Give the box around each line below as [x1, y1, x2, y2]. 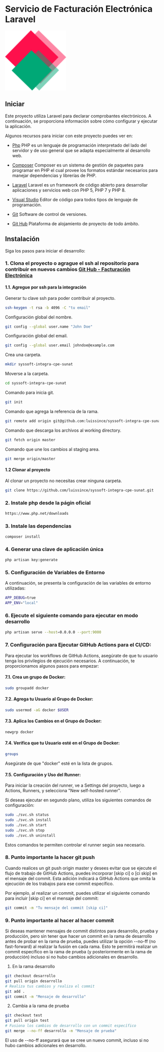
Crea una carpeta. [5, 352, 41, 358]
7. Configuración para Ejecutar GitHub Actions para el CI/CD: [5, 641, 151, 648]
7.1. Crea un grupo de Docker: [5, 674, 66, 680]
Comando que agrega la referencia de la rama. [5, 408, 99, 414]
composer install [5, 534, 41, 539]
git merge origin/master [5, 456, 56, 461]
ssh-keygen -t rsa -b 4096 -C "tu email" [5, 305, 91, 310]
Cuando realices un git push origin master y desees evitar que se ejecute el [5, 865, 157, 871]
